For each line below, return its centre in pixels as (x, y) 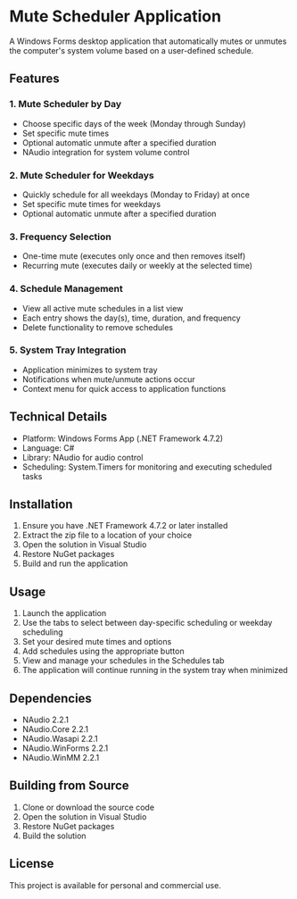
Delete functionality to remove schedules (98, 327)
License (32, 864)
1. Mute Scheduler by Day (66, 104)
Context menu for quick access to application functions (124, 388)
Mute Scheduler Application (115, 17)
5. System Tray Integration (68, 350)
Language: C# (48, 447)
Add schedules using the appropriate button (103, 651)
